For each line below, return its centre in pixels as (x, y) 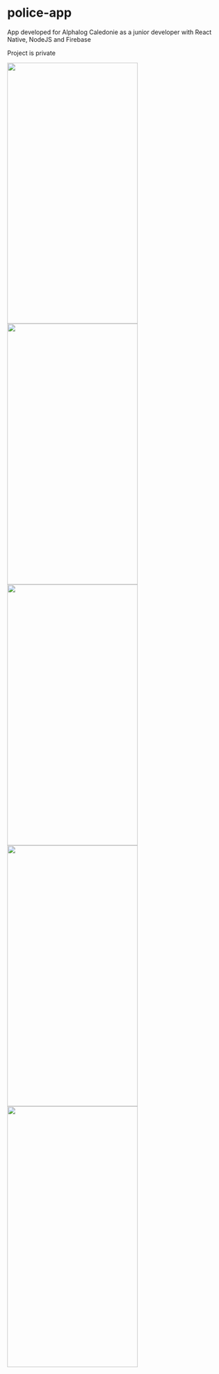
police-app (39, 13)
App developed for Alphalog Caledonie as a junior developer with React (109, 32)
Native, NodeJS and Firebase (49, 39)
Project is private (31, 53)
